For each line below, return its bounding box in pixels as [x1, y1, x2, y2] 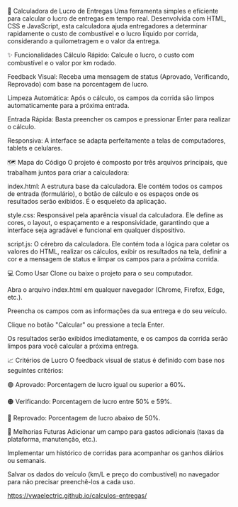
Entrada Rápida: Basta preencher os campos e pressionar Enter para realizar [7, 115, 231, 124]
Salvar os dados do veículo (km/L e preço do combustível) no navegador [7, 470, 220, 479]
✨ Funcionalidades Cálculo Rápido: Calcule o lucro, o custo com [7, 50, 195, 59]
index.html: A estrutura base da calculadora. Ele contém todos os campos [7, 182, 223, 190]
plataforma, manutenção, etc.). [7, 435, 98, 443]
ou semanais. [7, 457, 47, 464]
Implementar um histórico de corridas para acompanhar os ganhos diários [7, 449, 225, 457]
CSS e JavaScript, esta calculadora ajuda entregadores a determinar [7, 22, 208, 30]
